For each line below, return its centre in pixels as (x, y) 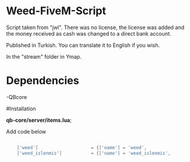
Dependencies (43, 81)
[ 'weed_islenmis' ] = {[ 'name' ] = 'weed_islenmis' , (94, 153)
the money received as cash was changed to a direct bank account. (89, 33)
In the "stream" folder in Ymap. (44, 56)
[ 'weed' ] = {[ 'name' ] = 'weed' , (82, 147)
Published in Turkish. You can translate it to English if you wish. (83, 45)
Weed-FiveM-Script (56, 11)
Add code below (26, 131)
